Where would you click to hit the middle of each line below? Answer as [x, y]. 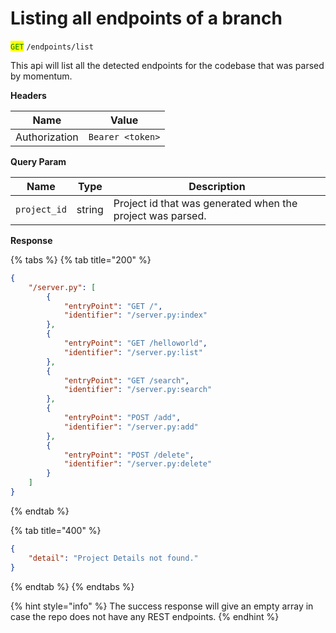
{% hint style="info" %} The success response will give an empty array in [162, 606]
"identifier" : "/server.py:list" [133, 352]
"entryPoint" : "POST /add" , [122, 418]
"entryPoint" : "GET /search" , [126, 380]
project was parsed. [160, 215]
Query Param [38, 161]
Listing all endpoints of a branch [146, 18]
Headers [28, 95]
